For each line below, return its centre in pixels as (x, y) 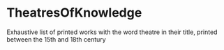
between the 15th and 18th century (56, 39)
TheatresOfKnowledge (74, 13)
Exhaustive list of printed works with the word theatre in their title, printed (112, 32)
